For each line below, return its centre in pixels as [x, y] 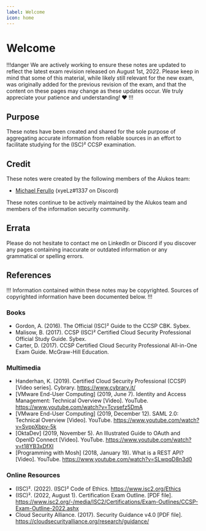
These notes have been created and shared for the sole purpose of [91, 132]
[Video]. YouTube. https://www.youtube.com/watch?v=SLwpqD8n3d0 [104, 459]
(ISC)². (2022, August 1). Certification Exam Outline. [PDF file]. [94, 495]
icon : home [20, 18]
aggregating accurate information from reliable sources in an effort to [94, 138]
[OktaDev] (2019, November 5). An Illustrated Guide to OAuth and [98, 434]
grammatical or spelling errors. [45, 256]
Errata [18, 228]
